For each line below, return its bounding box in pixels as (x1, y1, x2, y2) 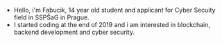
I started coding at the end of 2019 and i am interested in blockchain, (13, 21, 210, 28)
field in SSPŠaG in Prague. (13, 13, 89, 21)
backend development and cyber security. (13, 28, 135, 36)
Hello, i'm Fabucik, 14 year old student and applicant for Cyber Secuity (13, 6, 216, 14)
